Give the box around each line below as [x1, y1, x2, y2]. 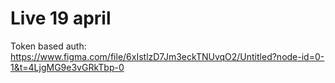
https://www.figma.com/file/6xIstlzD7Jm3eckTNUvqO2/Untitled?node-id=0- [10, 50, 325, 62]
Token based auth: [10, 40, 87, 52]
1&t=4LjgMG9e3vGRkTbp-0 [10, 61, 125, 73]
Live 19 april [10, 7, 112, 30]
